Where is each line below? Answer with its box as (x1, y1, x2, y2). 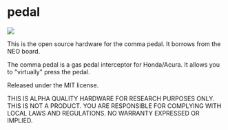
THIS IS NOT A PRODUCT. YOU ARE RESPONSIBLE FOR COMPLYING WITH (7, 101, 222, 110)
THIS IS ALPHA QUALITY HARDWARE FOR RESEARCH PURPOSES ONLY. (7, 94, 215, 102)
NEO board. (7, 47, 41, 55)
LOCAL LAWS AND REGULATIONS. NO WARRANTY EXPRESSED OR (7, 109, 200, 117)
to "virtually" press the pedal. (7, 67, 90, 76)
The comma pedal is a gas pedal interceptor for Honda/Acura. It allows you (7, 60, 220, 69)
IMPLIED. (7, 116, 33, 124)
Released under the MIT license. (7, 80, 99, 89)
